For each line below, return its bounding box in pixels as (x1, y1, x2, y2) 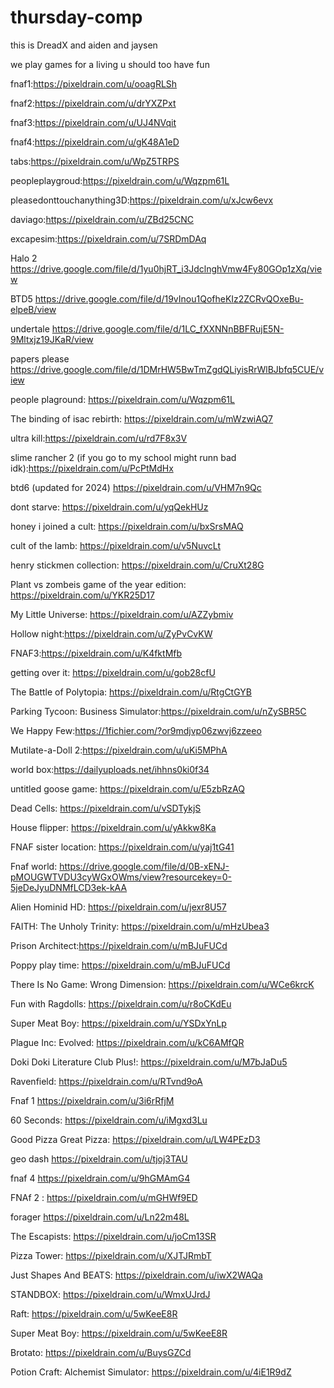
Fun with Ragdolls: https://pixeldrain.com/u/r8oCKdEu (10, 997, 232, 1010)
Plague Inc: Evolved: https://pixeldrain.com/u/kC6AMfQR (10, 1036, 245, 1048)
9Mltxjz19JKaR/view (10, 333, 94, 345)
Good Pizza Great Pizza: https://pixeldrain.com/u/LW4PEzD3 (10, 1133, 261, 1145)
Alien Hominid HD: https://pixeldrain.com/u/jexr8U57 (10, 901, 227, 913)
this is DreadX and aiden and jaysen (10, 39, 158, 51)
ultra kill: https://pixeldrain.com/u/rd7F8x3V (10, 432, 188, 444)
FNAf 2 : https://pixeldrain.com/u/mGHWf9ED (10, 1191, 198, 1203)
